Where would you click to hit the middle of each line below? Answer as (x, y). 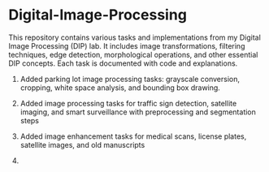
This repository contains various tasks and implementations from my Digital (135, 37)
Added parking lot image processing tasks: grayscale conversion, (130, 79)
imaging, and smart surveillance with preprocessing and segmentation (138, 112)
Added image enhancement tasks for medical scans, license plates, (133, 136)
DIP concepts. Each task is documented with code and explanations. (123, 63)
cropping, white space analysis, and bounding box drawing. (120, 88)
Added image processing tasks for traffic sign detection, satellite (128, 103)
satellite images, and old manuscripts (82, 144)
